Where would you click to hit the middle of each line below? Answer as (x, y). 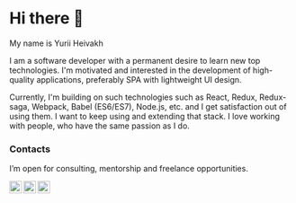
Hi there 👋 (46, 18)
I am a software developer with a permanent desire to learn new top (135, 60)
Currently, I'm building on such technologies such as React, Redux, (134, 97)
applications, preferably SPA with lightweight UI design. (139, 79)
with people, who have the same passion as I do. (100, 126)
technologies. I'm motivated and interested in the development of (130, 70)
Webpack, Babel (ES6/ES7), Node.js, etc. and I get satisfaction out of (159, 106)
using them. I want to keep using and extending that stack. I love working (145, 116)
